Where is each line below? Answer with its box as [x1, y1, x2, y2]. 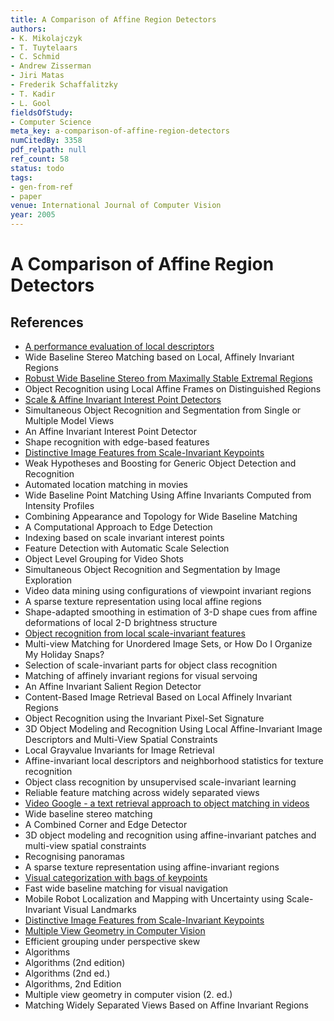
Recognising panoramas [24, 851, 125, 862]
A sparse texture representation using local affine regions [24, 596, 262, 607]
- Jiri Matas [10, 71, 65, 81]
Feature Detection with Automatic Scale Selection [24, 542, 230, 554]
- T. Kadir [10, 89, 56, 99]
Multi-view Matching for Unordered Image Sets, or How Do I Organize [24, 638, 313, 650]
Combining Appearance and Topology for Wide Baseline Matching [24, 511, 298, 522]
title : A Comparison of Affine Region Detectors [10, 14, 217, 25]
